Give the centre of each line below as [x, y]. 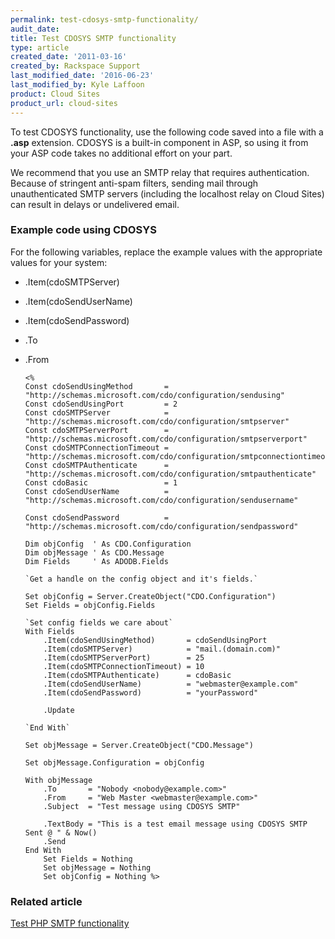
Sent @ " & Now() [61, 832]
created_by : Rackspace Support [75, 66]
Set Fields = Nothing [88, 859]
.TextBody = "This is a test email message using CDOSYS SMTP [175, 824]
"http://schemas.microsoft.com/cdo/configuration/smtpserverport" [166, 439]
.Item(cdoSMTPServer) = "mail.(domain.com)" [162, 649]
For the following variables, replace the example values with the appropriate [166, 252]
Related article [46, 901]
